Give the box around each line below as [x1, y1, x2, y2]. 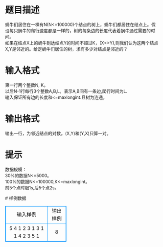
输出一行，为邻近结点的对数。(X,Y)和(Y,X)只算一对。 [5, 130, 111, 136]
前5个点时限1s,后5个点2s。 [5, 184, 59, 191]
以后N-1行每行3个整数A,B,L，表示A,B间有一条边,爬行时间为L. [5, 88, 127, 94]
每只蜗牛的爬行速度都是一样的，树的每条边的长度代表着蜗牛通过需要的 [9, 27, 151, 33]
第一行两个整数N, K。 [5, 82, 48, 88]
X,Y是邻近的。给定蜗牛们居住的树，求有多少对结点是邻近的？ [5, 46, 128, 52]
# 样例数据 [5, 195, 26, 201]
